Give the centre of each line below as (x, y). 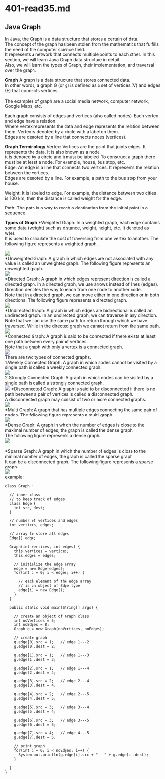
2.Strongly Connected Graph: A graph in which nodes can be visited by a (79, 378)
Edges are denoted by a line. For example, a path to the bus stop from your (81, 178)
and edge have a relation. (31, 121)
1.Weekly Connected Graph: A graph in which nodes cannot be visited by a (81, 362)
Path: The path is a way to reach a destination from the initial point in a (77, 208)
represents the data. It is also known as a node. (53, 152)
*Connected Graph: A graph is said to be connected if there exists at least (81, 336)
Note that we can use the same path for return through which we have (76, 321)
